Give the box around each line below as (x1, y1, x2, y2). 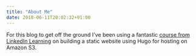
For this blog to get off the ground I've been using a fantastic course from (6, 31, 190, 38)
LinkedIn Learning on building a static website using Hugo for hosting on (6, 37, 188, 45)
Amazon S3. (6, 43, 37, 51)
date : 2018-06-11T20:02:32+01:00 (6, 14, 91, 20)
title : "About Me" (6, 8, 53, 15)
